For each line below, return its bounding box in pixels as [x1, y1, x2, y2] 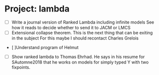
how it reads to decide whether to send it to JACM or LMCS [11, 25, 131, 30]
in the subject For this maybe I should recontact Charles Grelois [11, 35, 139, 41]
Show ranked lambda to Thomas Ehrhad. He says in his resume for [11, 54, 145, 60]
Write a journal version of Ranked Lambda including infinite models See [11, 19, 155, 25]
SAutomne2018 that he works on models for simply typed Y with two [11, 59, 149, 65]
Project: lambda [4, 3, 70, 14]
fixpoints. [11, 64, 31, 70]
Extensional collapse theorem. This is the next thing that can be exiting [11, 30, 153, 36]
